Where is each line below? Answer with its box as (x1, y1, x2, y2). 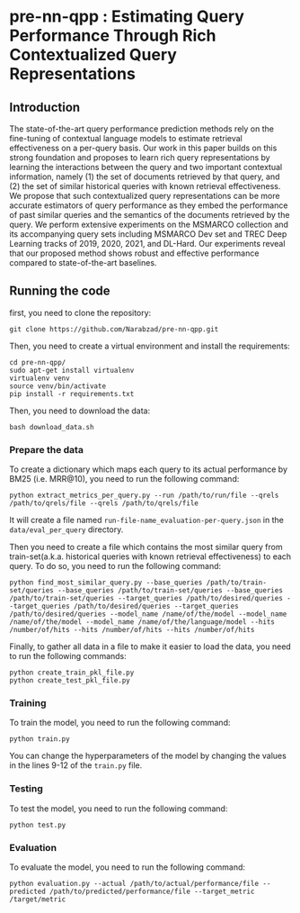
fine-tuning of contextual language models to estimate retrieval (9, 133, 243, 143)
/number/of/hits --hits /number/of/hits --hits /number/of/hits (9, 626, 255, 635)
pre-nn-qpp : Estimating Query (9, 6, 245, 27)
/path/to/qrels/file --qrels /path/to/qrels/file (9, 499, 199, 508)
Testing (9, 782, 43, 795)
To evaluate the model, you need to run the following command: (9, 862, 245, 872)
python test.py (9, 820, 66, 829)
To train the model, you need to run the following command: (9, 718, 231, 728)
